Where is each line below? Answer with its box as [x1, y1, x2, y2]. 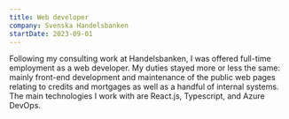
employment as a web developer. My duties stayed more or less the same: [9, 63, 281, 73]
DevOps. [9, 100, 42, 111]
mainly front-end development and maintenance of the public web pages [9, 72, 277, 83]
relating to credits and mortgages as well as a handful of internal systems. [9, 81, 279, 93]
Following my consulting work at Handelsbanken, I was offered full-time [9, 54, 272, 64]
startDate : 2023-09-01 [9, 29, 93, 38]
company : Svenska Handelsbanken [9, 21, 129, 30]
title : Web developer [9, 12, 90, 22]
